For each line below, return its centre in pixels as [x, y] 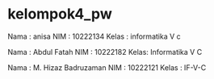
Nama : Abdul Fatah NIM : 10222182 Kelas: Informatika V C [105, 52]
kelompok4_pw [60, 14]
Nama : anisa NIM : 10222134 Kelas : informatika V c [94, 36]
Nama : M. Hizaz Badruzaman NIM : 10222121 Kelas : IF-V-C [107, 67]
